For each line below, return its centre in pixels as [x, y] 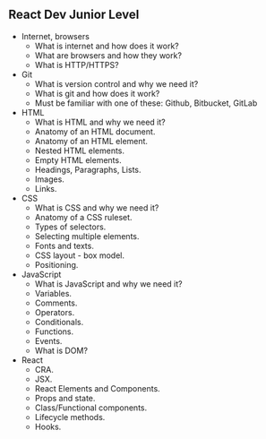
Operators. [55, 312]
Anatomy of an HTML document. [95, 131]
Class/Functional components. [91, 408]
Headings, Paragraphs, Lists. [88, 169]
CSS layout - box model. [79, 255]
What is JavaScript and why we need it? [108, 284]
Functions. [54, 331]
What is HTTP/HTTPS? [77, 65]
